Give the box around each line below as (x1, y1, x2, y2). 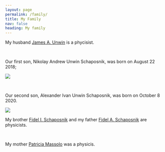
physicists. (5, 122, 27, 128)
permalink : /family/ (5, 12, 48, 17)
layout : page (5, 7, 32, 12)
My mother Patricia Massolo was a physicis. (5, 141, 95, 147)
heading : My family (5, 26, 46, 31)
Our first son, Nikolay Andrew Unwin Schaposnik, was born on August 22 (5, 59, 155, 65)
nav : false (5, 21, 28, 26)
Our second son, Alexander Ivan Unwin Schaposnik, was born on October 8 (5, 92, 160, 98)
